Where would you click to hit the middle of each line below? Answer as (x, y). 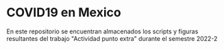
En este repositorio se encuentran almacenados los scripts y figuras (102, 31)
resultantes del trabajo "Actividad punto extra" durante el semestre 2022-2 (112, 38)
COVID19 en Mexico (64, 13)
